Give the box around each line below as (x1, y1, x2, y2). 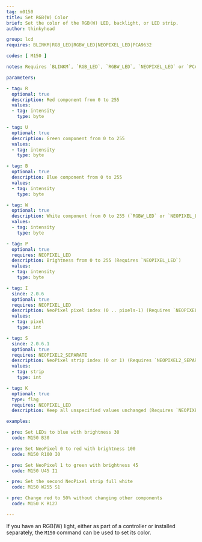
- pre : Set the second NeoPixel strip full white (6, 479, 133, 485)
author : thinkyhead (6, 25, 55, 32)
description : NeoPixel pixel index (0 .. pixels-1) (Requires (11, 307, 171, 313)
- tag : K (6, 385, 28, 391)
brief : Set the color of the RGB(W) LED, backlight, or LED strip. (6, 20, 179, 26)
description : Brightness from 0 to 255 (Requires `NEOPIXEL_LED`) (11, 257, 182, 263)
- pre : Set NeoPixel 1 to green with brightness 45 (6, 462, 138, 468)
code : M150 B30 (11, 435, 50, 441)
